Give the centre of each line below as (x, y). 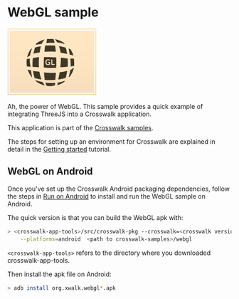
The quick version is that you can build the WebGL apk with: (95, 217)
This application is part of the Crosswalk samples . (81, 127)
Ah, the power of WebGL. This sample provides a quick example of (105, 106)
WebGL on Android (50, 172)
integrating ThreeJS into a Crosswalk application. (79, 114)
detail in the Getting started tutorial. (59, 149)
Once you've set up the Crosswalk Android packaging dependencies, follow (118, 189)
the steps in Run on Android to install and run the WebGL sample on (107, 196)
